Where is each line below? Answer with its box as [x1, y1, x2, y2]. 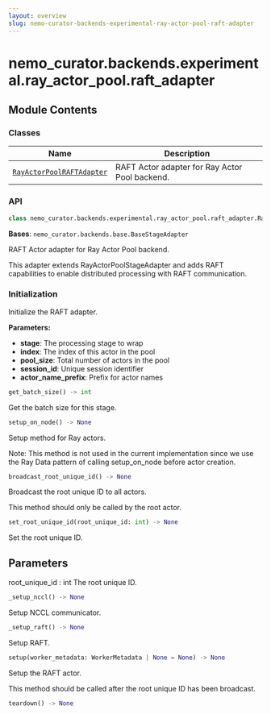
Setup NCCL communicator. [8, 608, 102, 617]
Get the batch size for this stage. [8, 402, 117, 412]
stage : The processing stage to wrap [19, 338, 144, 347]
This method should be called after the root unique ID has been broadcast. [8, 683, 256, 693]
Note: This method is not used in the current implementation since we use [8, 448, 254, 458]
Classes [8, 127, 41, 138]
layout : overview [8, 11, 67, 20]
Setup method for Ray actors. [8, 433, 106, 442]
